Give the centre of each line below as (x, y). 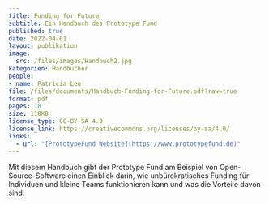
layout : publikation (43, 46)
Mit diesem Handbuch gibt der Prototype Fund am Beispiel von (113, 167)
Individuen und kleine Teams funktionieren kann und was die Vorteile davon (134, 184)
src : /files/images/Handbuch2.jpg (74, 62)
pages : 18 (25, 106)
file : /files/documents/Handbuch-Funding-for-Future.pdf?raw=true (123, 91)
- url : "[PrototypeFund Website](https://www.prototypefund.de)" (128, 144)
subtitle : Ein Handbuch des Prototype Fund (83, 23)
